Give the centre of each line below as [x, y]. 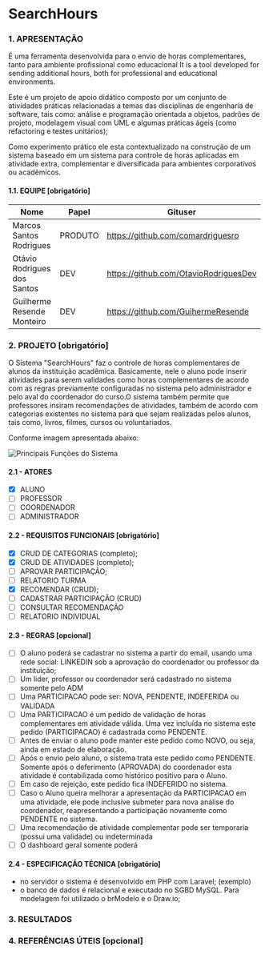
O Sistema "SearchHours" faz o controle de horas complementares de [124, 363]
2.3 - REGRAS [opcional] [50, 635]
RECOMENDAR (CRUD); [59, 589]
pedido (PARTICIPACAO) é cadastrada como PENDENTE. [114, 732]
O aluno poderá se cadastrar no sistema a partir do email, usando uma [136, 653]
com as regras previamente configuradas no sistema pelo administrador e [130, 388]
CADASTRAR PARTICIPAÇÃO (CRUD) [81, 598]
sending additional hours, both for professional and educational [113, 74]
